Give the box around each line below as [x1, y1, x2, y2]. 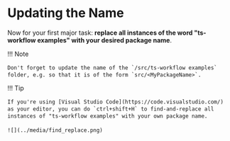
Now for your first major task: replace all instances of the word [7, 28, 193, 37]
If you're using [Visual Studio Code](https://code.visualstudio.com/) [7, 98, 224, 106]
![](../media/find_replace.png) [7, 126, 103, 134]
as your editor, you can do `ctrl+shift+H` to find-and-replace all [7, 105, 214, 113]
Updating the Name [7, 5, 124, 21]
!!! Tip [7, 84, 25, 92]
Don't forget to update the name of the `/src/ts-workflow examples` [7, 64, 218, 72]
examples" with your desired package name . [37, 35, 172, 44]
